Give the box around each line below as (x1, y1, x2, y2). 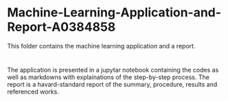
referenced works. (7, 87, 60, 96)
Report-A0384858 (7, 19, 116, 35)
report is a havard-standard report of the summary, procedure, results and (7, 81, 218, 89)
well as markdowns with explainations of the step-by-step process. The (7, 73, 209, 81)
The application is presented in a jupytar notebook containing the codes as (7, 66, 219, 74)
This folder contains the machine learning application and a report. (7, 42, 196, 50)
